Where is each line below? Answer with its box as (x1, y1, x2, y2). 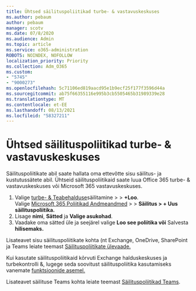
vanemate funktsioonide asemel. (6, 267, 86, 274)
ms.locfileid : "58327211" (6, 113, 70, 118)
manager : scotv (6, 25, 44, 31)
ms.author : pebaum (6, 14, 51, 20)
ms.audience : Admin (6, 36, 54, 42)
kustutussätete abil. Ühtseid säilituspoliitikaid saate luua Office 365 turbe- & (6, 176, 191, 183)
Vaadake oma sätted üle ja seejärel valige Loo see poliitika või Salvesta (14, 219, 189, 226)
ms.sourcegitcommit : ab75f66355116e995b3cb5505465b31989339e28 (6, 91, 165, 97)
